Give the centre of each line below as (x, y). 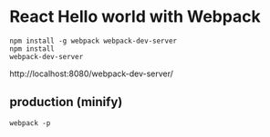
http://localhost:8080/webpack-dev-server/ (91, 73)
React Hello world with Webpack (135, 17)
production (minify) (66, 102)
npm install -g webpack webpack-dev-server (93, 41)
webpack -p (30, 123)
